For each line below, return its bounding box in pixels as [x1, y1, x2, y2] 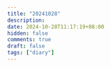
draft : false [7, 43, 45, 50]
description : [7, 17, 45, 24]
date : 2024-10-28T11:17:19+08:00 [7, 23, 105, 30]
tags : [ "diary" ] [7, 50, 54, 57]
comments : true [7, 36, 52, 43]
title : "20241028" [7, 10, 61, 17]
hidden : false [7, 29, 49, 37]
